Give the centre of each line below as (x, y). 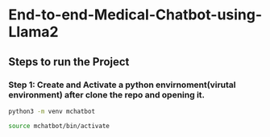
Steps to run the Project (69, 62)
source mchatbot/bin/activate (59, 126)
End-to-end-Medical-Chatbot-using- (135, 15)
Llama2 (33, 32)
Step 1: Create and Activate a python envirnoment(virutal (122, 85)
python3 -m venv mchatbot (52, 111)
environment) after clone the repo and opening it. (107, 94)
